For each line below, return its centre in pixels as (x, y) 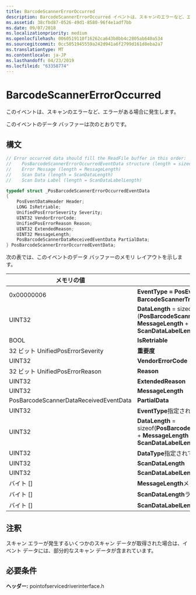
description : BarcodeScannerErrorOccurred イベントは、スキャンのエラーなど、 (97, 17)
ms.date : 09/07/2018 (31, 28)
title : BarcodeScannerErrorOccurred (50, 11)
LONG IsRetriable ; (39, 207)
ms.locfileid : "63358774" (37, 66)
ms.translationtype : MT (35, 50)
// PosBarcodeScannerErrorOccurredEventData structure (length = (91, 164)
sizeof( (146, 428)
